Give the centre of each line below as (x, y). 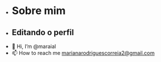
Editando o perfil (43, 32)
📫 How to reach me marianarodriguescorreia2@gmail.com (83, 53)
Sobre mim (38, 11)
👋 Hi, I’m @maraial (34, 46)
